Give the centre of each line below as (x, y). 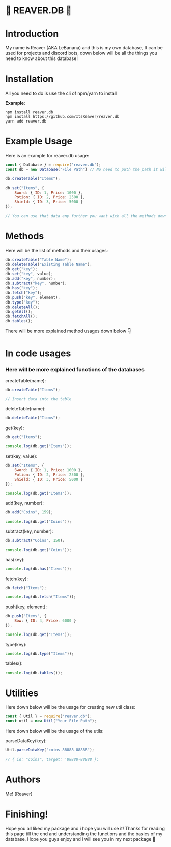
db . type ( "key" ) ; (22, 302)
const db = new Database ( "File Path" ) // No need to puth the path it (82, 169)
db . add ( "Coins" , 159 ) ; (29, 512)
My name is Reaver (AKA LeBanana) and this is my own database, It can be (84, 48)
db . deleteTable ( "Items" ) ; (33, 418)
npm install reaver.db (29, 112)
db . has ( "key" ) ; (21, 288)
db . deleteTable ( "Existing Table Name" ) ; (49, 264)
